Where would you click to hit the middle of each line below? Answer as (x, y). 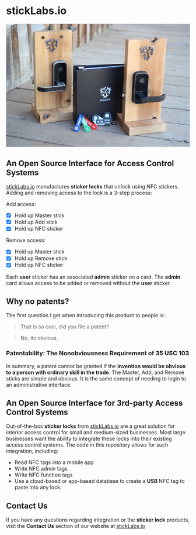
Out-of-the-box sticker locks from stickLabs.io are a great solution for (90, 426)
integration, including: (32, 451)
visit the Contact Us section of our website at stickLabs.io (76, 526)
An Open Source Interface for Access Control (90, 163)
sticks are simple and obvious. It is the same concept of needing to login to (96, 378)
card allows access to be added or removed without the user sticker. (89, 283)
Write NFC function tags (43, 475)
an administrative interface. (39, 385)
